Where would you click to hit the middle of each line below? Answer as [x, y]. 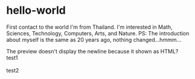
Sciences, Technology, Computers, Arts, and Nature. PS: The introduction [98, 33]
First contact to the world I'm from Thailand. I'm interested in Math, [89, 27]
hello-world [36, 10]
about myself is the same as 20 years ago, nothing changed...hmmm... [94, 39]
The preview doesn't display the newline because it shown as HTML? [92, 51]
